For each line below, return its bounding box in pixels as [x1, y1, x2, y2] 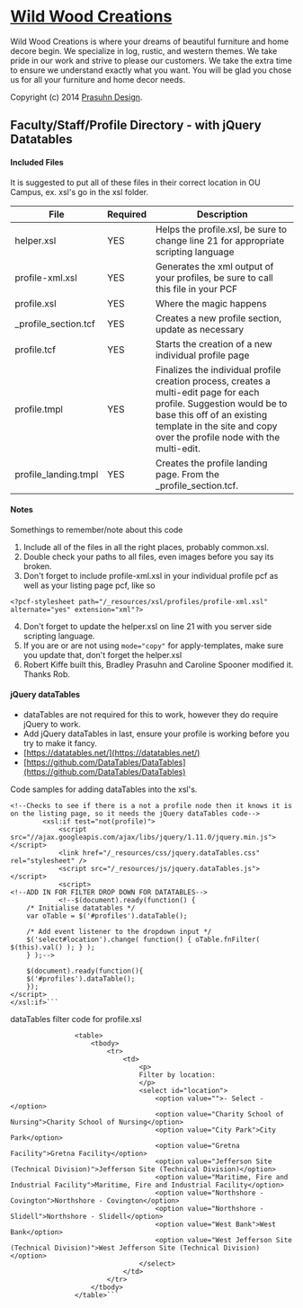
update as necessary [155, 323, 245, 335]
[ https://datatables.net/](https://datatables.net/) [22, 747, 201, 758]
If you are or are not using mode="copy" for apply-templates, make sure [22, 640, 284, 651]
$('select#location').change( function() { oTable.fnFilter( [26, 935, 260, 944]
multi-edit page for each [155, 386, 260, 398]
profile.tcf [14, 343, 57, 356]
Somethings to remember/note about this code [10, 524, 183, 535]
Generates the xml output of [155, 260, 274, 272]
